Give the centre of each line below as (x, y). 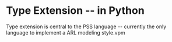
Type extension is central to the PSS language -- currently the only (86, 26)
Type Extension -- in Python (75, 11)
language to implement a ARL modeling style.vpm (66, 32)
